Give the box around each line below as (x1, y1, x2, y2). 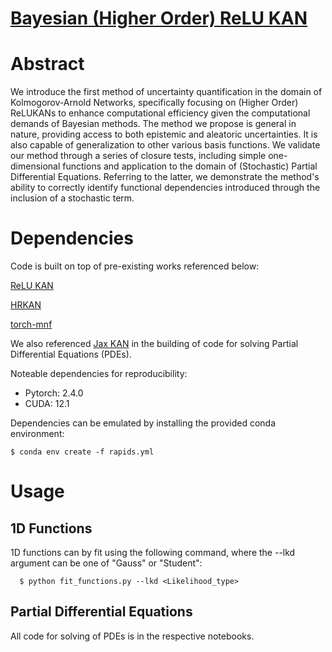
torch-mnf (10, 318, 53, 331)
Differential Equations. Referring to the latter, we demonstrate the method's (10, 171, 320, 183)
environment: (10, 428, 65, 440)
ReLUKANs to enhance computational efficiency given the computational (10, 107, 311, 119)
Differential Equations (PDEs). (10, 348, 132, 361)
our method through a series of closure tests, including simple (10, 150, 267, 162)
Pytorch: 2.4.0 (24, 387, 84, 399)
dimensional (10, 160, 61, 172)
